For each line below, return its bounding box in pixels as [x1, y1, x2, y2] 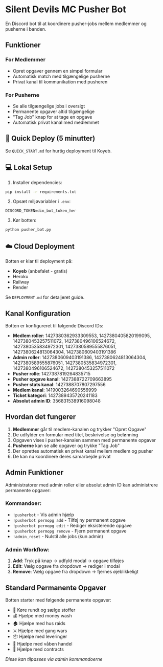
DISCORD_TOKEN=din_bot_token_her [5, 208, 77, 213]
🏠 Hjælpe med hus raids [12, 620, 65, 626]
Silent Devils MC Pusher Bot [5, 4, 126, 15]
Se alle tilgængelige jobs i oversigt [12, 103, 85, 109]
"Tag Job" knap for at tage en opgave [12, 114, 92, 120]
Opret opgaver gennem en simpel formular [12, 68, 103, 74]
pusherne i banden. [5, 26, 46, 32]
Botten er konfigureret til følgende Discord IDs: [5, 322, 104, 328]
